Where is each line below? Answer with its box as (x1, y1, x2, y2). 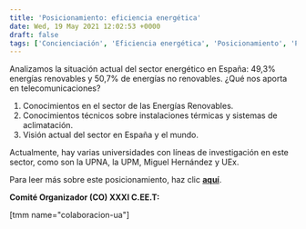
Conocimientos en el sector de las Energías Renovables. (22, 101, 234, 112)
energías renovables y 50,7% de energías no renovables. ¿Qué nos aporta (9, 74, 288, 85)
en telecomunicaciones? (9, 83, 101, 94)
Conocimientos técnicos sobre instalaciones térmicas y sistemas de (22, 110, 278, 121)
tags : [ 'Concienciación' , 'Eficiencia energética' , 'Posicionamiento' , (9, 38, 287, 48)
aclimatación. (22, 120, 74, 131)
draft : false (9, 30, 59, 39)
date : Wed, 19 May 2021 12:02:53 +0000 (9, 22, 161, 31)
